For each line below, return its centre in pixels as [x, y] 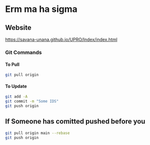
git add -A [16, 97]
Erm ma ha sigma [41, 9]
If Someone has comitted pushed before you [75, 121]
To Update [16, 86]
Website [18, 28]
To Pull [12, 64]
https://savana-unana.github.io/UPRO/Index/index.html [61, 39]
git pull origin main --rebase [37, 133]
